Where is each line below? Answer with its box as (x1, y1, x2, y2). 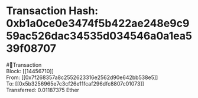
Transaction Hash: (6, 4, 99, 18)
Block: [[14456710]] (6, 67, 54, 74)
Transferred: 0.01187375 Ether (6, 86, 80, 93)
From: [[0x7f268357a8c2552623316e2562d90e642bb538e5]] (6, 74, 158, 81)
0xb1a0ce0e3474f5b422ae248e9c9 (6, 17, 190, 30)
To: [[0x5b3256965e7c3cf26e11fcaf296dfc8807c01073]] (6, 80, 145, 87)
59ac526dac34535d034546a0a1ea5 (6, 30, 192, 43)
